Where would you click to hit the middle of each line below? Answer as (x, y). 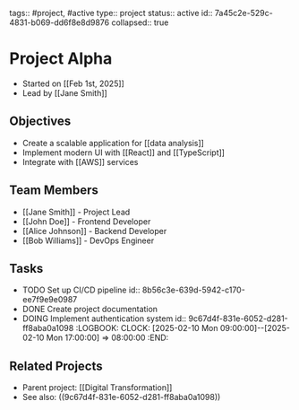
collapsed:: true (140, 22)
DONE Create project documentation (90, 310)
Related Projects (56, 366)
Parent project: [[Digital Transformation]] (97, 388)
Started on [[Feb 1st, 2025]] (73, 83)
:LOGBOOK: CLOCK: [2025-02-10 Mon (147, 328)
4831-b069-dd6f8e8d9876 (60, 22)
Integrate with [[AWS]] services (80, 161)
